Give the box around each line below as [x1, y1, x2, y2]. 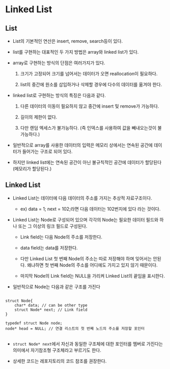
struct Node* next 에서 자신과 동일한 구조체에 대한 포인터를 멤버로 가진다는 [12, 340, 163, 347]
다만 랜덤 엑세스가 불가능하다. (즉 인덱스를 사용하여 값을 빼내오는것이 [20, 125, 157, 131]
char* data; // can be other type [14, 303, 88, 308]
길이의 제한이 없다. [20, 114, 58, 120]
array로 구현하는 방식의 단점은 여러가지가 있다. [12, 60, 105, 66]
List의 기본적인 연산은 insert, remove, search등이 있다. [12, 38, 123, 44]
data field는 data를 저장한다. [20, 244, 78, 251]
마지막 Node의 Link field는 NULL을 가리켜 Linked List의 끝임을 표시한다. [20, 273, 165, 279]
